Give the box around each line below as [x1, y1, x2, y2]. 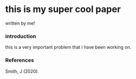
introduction [5, 33, 36, 40]
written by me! [5, 20, 35, 26]
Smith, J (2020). [5, 68, 39, 74]
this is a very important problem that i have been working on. [5, 44, 131, 50]
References [5, 57, 34, 64]
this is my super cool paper [5, 4, 121, 15]
